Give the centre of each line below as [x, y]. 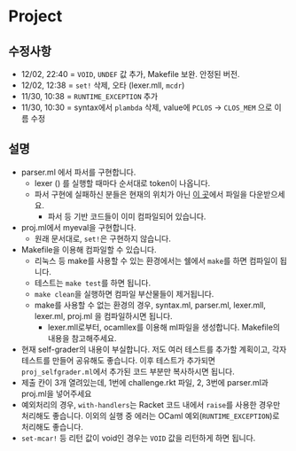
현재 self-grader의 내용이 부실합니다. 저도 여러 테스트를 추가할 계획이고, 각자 [154, 349]
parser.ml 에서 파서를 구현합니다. [78, 172]
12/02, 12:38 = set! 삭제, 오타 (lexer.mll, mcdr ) [103, 85]
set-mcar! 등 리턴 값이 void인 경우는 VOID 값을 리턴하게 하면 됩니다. [138, 438]
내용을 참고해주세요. [82, 338]
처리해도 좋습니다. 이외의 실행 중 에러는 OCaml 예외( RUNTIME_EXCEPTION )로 [150, 416]
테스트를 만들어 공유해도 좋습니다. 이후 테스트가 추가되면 [118, 360]
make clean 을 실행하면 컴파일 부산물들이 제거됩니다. [124, 293]
